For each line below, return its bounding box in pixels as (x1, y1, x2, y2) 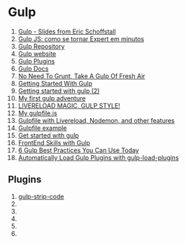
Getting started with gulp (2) (17, 87, 100, 95)
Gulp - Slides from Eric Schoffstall (17, 27, 116, 36)
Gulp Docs (17, 64, 49, 73)
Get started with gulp (17, 131, 79, 140)
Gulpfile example (17, 124, 67, 132)
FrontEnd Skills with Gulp (17, 138, 90, 147)
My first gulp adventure (17, 94, 86, 102)
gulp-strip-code (17, 192, 64, 200)
